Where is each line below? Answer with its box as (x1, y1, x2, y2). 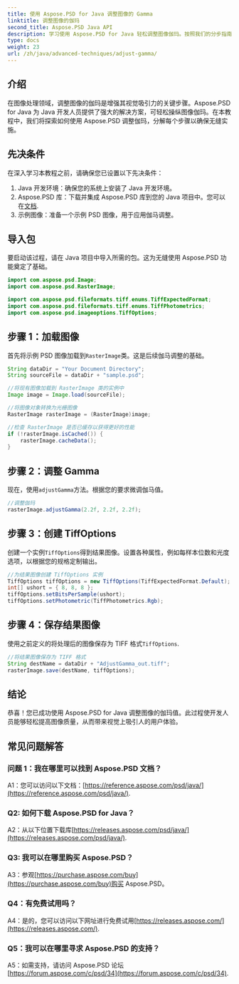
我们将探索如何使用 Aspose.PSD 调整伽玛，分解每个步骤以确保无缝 (26, 116, 222, 125)
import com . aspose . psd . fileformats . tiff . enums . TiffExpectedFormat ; (7, 296, 212, 304)
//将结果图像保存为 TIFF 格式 (7, 653, 87, 661)
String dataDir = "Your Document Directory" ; (7, 365, 144, 373)
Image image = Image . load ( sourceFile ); (7, 391, 126, 399)
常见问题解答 (7, 740, 64, 752)
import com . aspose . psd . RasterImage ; (7, 283, 116, 291)
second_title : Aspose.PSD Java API (7, 24, 113, 31)
